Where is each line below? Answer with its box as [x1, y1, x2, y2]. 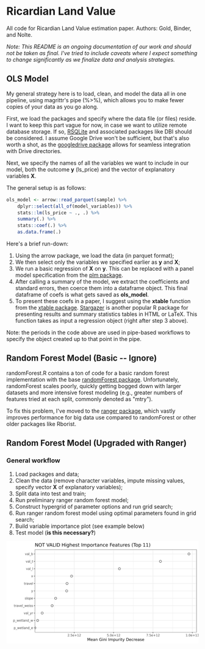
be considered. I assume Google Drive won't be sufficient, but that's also [6, 134, 190, 141]
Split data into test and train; [15, 490, 87, 497]
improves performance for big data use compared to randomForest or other [6, 413, 196, 421]
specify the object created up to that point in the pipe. [6, 336, 142, 342]
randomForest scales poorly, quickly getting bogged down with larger [6, 382, 182, 389]
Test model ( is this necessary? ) [15, 528, 96, 536]
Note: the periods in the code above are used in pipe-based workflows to [6, 329, 190, 336]
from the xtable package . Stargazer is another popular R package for [15, 304, 189, 311]
